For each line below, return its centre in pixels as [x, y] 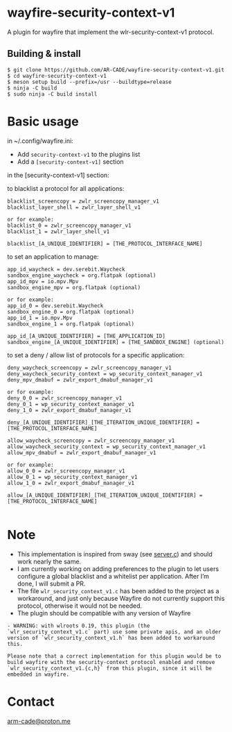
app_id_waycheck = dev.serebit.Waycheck [66, 269]
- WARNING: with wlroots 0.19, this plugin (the [79, 626]
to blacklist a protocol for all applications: [66, 188]
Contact [31, 701]
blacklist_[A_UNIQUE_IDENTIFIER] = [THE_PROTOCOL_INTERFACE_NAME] [105, 244]
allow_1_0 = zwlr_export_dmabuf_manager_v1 [71, 483]
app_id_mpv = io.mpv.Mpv [43, 281]
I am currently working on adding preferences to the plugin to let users [118, 569]
